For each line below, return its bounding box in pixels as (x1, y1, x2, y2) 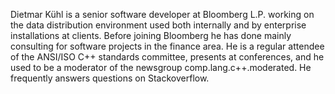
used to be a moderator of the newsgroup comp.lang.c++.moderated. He (10, 62, 312, 73)
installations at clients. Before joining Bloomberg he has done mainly (10, 30, 292, 41)
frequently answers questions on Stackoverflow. (10, 72, 210, 84)
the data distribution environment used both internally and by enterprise (10, 19, 307, 31)
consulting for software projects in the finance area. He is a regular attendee (10, 40, 325, 52)
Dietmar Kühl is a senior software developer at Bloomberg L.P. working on (10, 9, 315, 20)
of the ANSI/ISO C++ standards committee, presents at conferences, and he (10, 51, 325, 63)
